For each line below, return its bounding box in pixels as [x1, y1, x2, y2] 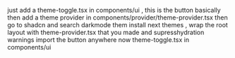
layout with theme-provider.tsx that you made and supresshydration [7, 28, 205, 36]
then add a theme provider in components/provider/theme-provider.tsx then [7, 13, 228, 22]
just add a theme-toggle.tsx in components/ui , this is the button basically [7, 6, 221, 14]
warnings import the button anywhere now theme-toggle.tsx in [7, 36, 189, 44]
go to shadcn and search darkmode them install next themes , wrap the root [7, 21, 228, 29]
